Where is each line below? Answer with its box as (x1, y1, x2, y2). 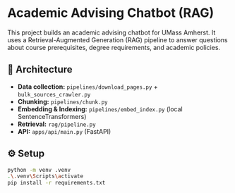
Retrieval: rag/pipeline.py (17, 120, 97, 128)
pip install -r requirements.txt (7, 180, 106, 187)
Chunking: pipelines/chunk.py (17, 97, 108, 106)
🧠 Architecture (7, 63, 73, 75)
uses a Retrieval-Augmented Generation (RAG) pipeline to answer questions (7, 35, 228, 44)
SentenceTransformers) (17, 112, 87, 120)
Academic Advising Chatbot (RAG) (7, 5, 215, 21)
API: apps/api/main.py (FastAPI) (17, 127, 112, 135)
